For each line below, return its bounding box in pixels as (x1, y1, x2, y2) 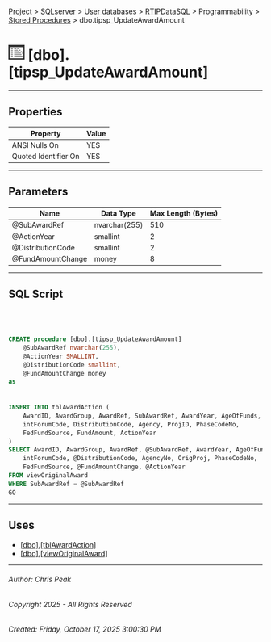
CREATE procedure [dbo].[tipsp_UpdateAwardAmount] (8, 335, 182, 343)
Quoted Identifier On (11, 152, 80, 162)
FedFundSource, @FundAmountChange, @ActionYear (23, 463, 186, 472)
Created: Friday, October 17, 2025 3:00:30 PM (8, 624, 161, 634)
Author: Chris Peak (8, 574, 72, 585)
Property (30, 128, 61, 138)
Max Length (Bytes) (149, 208, 219, 218)
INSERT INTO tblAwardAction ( (8, 404, 110, 412)
